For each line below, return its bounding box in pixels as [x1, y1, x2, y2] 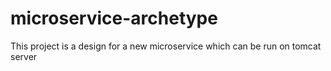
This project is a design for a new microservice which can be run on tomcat [10, 40, 322, 52]
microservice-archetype [10, 7, 218, 30]
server [10, 50, 38, 62]
